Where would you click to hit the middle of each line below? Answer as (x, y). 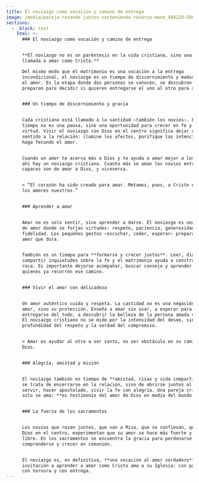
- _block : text (30, 28)
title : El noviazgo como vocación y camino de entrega (75, 12)
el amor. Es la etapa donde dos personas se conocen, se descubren (107, 83)
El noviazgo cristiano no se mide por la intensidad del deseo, (103, 320)
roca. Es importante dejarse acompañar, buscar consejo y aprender (107, 266)
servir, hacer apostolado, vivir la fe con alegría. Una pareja (103, 390)
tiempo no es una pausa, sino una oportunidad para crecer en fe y (107, 126)
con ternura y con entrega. (57, 471)
